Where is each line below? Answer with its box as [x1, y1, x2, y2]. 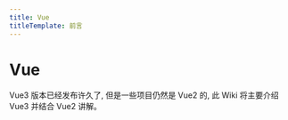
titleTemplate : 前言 [9, 21, 83, 30]
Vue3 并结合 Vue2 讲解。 [9, 101, 103, 112]
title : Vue [9, 12, 50, 22]
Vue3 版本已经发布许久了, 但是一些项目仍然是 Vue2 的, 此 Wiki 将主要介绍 [9, 90, 279, 100]
